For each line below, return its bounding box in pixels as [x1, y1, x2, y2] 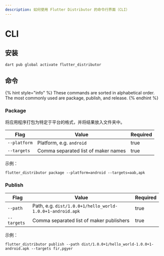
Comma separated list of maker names [37, 147, 126, 154]
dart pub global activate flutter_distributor [5, 62, 102, 67]
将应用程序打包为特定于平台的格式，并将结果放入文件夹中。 [5, 119, 125, 125]
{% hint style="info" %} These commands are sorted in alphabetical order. [5, 90, 155, 96]
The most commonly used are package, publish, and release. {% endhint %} [5, 95, 159, 101]
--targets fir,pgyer [31, 246, 73, 251]
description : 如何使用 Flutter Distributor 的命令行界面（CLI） [5, 7, 130, 12]
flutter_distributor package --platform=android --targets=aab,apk [5, 170, 145, 175]
